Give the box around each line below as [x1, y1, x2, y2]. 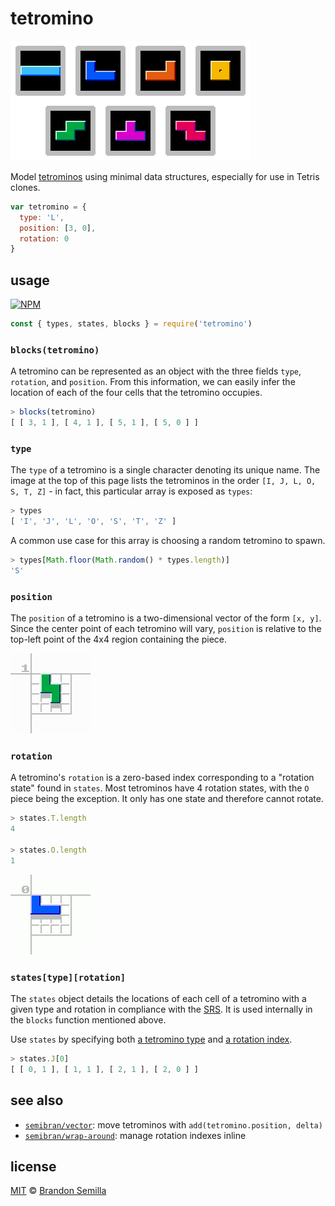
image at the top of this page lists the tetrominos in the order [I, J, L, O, [10, 475, 317, 487]
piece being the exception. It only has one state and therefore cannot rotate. [10, 793, 324, 805]
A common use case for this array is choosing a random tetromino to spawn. [10, 535, 326, 547]
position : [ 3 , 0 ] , [19, 223, 97, 233]
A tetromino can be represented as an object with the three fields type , [10, 365, 302, 377]
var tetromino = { [10, 202, 87, 212]
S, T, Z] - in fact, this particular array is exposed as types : [10, 485, 253, 497]
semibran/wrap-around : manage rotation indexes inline [24, 1129, 247, 1141]
